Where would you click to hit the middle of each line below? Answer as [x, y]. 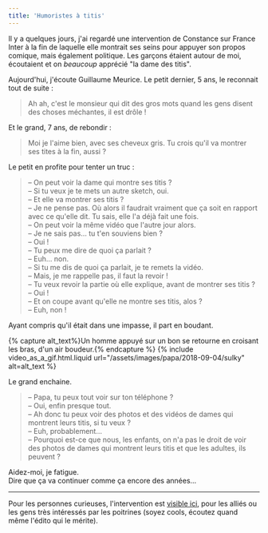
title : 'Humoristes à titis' [57, 16]
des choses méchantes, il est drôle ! [87, 112]
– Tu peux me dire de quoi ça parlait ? [89, 250]
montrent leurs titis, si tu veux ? [79, 422]
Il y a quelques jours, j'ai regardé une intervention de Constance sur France [132, 38]
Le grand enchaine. [40, 381]
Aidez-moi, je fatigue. [44, 471]
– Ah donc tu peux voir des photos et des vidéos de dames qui [130, 414]
